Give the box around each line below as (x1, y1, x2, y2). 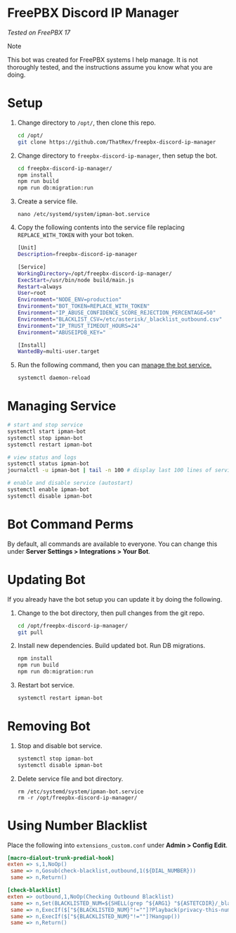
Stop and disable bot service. (17, 741, 103, 750)
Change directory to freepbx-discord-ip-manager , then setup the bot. (17, 151, 218, 160)
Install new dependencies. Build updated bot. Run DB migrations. (17, 642, 206, 650)
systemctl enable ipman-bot (7, 486, 90, 493)
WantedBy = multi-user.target (17, 348, 100, 355)
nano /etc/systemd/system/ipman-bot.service (17, 211, 150, 218)
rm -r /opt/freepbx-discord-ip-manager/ (17, 794, 138, 801)
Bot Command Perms (7, 516, 133, 532)
